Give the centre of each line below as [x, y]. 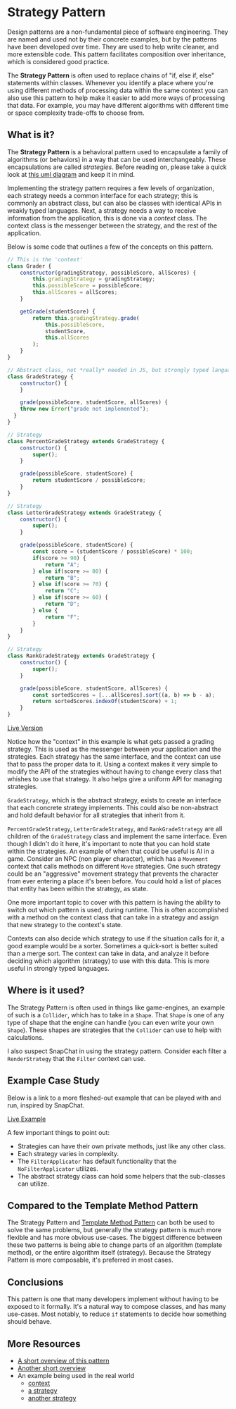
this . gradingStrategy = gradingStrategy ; [94, 279]
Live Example [27, 1119]
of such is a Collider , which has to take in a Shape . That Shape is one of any [116, 1014]
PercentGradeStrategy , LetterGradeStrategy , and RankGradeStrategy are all [115, 829]
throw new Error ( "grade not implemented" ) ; [85, 409]
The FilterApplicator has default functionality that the [97, 1161]
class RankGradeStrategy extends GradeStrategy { [81, 656]
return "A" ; [62, 564]
